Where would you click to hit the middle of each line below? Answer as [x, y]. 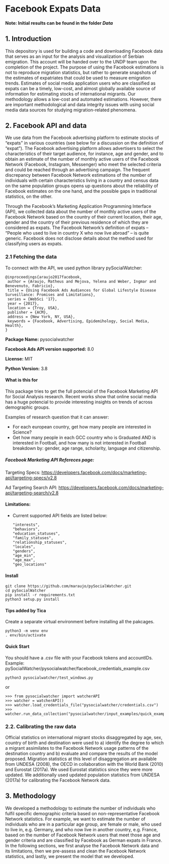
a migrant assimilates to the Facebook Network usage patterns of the [77, 748]
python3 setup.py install [32, 600]
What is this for [22, 380]
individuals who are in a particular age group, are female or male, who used [83, 824]
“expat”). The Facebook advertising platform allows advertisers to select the [84, 149]
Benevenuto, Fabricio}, [30, 286]
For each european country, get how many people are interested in [82, 426]
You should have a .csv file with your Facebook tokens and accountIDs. [79, 658]
